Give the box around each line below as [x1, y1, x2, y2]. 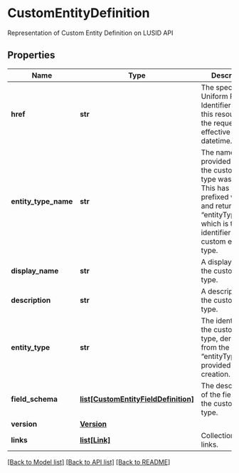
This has [201, 183, 230, 193]
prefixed [201, 192, 229, 202]
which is [201, 219, 229, 229]
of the [201, 390, 221, 400]
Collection [201, 430, 235, 440]
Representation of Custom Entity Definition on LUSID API [7, 28, 174, 37]
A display [201, 256, 233, 266]
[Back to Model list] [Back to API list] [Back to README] [7, 457, 171, 466]
